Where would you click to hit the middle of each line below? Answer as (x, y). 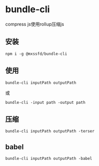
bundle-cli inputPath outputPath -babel (49, 159)
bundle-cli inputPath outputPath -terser (50, 131)
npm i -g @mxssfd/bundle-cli (36, 54)
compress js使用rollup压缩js (35, 24)
